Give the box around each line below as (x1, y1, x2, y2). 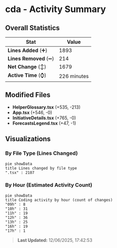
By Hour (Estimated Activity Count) (5, 182, 92, 189)
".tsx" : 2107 (5, 170, 35, 175)
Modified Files (5, 91, 51, 99)
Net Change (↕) (7, 63, 46, 70)
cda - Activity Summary (5, 4, 106, 15)
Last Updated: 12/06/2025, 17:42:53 (17, 237, 92, 243)
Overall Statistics (5, 24, 60, 32)
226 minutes (58, 72, 89, 79)
